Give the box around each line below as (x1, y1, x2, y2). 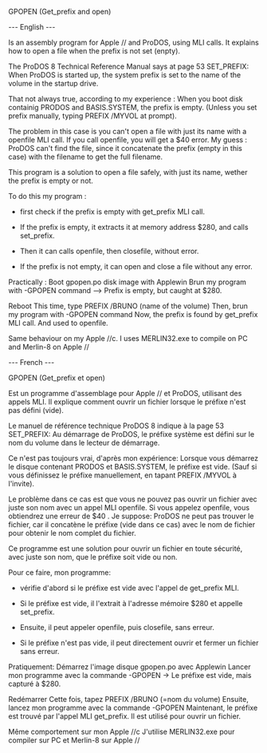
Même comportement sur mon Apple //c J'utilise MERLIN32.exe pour (8, 727, 235, 736)
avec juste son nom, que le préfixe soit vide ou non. (8, 553, 178, 561)
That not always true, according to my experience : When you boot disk (8, 94, 243, 103)
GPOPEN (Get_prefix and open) (8, 7, 112, 16)
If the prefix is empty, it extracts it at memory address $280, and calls (19, 223, 249, 232)
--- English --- (8, 22, 56, 31)
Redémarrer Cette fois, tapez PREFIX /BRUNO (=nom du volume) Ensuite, (8, 695, 249, 703)
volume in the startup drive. (8, 79, 99, 88)
